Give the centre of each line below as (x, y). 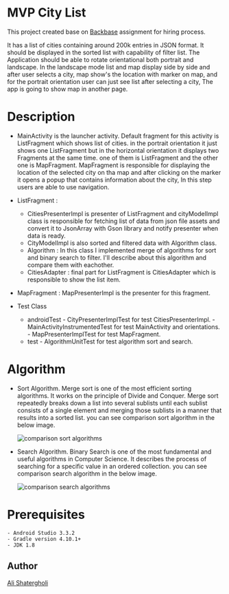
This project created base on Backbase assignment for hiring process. (106, 32)
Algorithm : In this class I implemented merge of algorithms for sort (122, 250)
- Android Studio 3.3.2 (41, 533)
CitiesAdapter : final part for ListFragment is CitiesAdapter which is (121, 272)
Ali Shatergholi (28, 582)
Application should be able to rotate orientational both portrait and (100, 59)
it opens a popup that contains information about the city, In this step (114, 180)
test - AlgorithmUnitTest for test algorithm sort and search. (110, 341)
